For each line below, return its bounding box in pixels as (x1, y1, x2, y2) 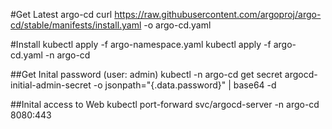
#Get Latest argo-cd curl (10, 9, 113, 20)
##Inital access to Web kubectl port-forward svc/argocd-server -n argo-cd (10, 99, 320, 110)
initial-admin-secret (10, 79, 92, 91)
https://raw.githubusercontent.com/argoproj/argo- (114, 9, 322, 20)
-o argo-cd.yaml (143, 19, 212, 31)
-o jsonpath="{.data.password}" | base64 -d (93, 79, 277, 91)
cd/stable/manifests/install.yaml (10, 19, 142, 31)
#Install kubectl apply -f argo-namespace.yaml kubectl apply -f (10, 39, 272, 50)
